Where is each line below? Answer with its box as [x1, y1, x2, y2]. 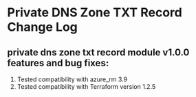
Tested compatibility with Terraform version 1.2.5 [17, 83, 156, 90]
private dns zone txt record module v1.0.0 [7, 46, 190, 58]
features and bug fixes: [7, 57, 109, 69]
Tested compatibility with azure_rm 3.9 [17, 75, 128, 83]
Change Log [7, 19, 78, 35]
